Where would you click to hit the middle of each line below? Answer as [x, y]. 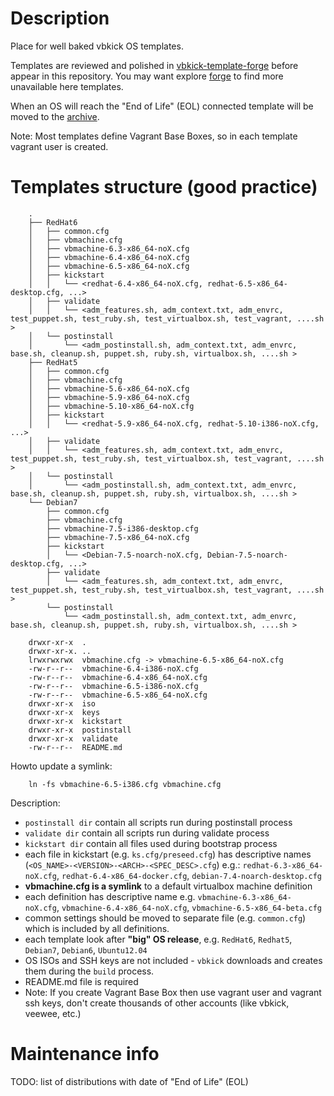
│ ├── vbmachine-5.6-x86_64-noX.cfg [109, 388]
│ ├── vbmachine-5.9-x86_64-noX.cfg [109, 397]
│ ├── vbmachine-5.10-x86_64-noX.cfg [111, 406]
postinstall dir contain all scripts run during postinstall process [158, 822]
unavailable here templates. [67, 86]
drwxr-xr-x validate [73, 738]
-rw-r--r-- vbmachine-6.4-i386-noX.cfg [113, 668]
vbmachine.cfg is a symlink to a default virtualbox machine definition [168, 886]
